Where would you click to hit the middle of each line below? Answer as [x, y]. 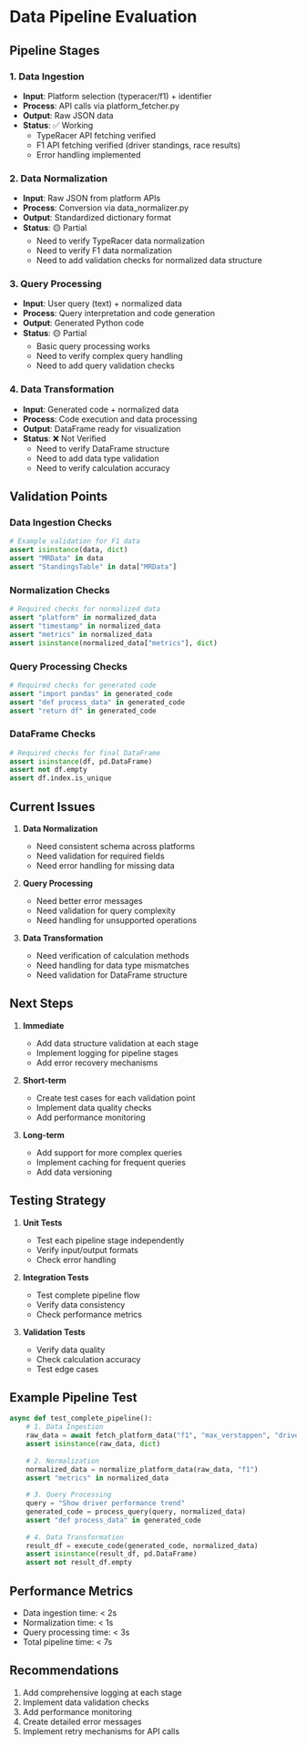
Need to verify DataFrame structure [103, 448]
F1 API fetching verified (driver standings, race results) [138, 145]
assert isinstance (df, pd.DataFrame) [81, 761]
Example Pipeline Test [73, 1397]
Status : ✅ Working [58, 125]
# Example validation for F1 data [75, 541]
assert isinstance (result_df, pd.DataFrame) [112, 1554]
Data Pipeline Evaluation [103, 17]
